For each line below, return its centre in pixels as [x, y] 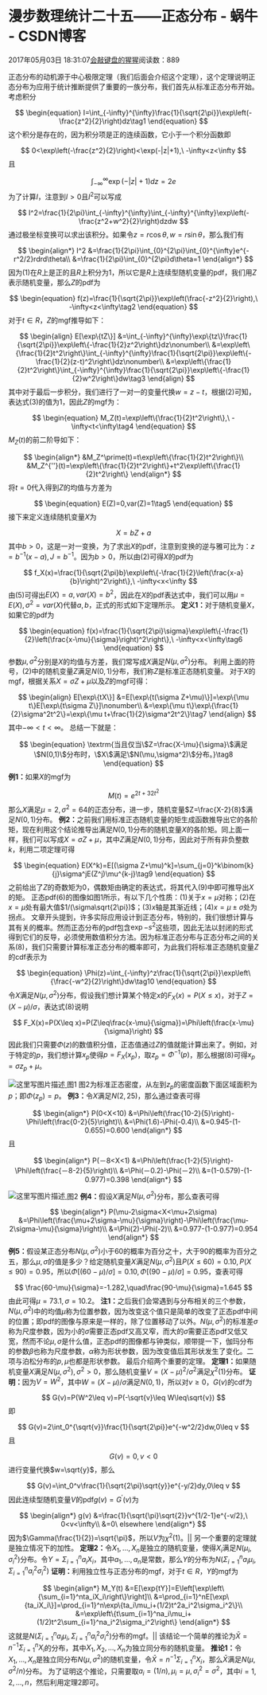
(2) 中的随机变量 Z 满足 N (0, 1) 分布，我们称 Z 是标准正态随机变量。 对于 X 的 [139, 671]
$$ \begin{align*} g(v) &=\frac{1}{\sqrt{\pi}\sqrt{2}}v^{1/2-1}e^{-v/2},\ [133, 1515]
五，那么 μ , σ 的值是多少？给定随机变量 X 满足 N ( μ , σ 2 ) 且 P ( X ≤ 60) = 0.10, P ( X [130, 1261]
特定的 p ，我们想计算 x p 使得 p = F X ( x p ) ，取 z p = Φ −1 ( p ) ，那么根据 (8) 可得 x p [135, 1055]
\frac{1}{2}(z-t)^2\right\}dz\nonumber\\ [100, 362]
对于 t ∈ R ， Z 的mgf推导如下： [57, 320]
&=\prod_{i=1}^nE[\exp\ [192, 1597]
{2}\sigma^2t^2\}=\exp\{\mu [57, 714]
